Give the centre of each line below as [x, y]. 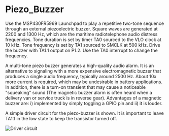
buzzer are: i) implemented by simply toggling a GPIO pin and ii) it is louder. [84, 103]
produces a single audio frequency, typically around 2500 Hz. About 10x [81, 76]
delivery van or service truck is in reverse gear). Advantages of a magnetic [83, 98]
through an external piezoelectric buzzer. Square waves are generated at [82, 28]
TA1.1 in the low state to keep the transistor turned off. [61, 118]
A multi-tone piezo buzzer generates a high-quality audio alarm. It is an [80, 65]
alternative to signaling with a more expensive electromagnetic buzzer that [83, 71]
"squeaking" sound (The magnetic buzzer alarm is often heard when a [79, 92]
